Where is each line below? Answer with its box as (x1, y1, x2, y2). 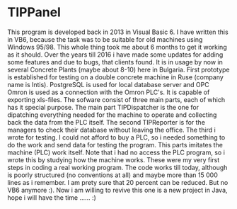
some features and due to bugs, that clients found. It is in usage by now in (7, 57, 223, 66)
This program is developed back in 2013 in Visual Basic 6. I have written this (7, 28, 229, 36)
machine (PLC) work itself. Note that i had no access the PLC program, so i (7, 148, 225, 157)
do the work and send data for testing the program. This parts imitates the (7, 140, 223, 149)
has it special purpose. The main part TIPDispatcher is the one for (7, 103, 200, 111)
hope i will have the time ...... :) (7, 193, 97, 202)
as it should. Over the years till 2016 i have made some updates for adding (7, 50, 224, 59)
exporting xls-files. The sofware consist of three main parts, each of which (7, 95, 226, 103)
